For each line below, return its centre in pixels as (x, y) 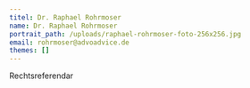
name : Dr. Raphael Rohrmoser (63, 26)
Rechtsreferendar (42, 76)
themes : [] (29, 51)
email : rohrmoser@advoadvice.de (69, 42)
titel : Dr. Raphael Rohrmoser (66, 17)
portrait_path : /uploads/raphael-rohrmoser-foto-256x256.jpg (125, 34)
